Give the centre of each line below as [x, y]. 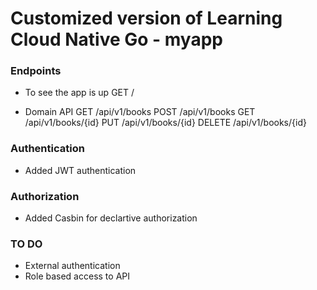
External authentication [72, 266]
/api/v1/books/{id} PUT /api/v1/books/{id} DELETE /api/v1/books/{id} [165, 123]
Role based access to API [77, 276]
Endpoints [36, 71]
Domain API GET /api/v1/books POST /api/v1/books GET [140, 112]
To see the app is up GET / [79, 93]
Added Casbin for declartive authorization [111, 218]
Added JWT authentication [80, 170]
